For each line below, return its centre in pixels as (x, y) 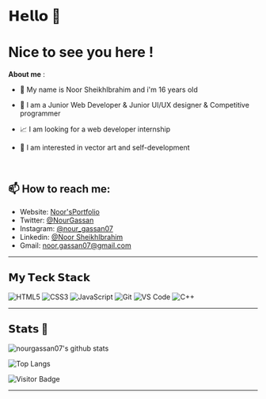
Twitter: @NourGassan (57, 220)
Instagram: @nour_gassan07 (66, 228)
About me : (27, 74)
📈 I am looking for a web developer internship (95, 129)
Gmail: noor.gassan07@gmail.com (76, 245)
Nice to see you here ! (81, 53)
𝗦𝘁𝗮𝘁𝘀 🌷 (28, 329)
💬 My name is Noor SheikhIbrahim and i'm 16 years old (108, 89)
